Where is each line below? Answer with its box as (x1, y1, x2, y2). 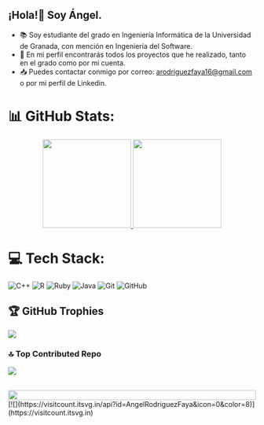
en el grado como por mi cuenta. (19, 57, 126, 68)
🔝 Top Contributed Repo (8, 349, 102, 360)
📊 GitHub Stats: (8, 108, 115, 125)
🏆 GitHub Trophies (8, 305, 104, 318)
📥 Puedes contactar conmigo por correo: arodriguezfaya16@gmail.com (19, 67, 253, 76)
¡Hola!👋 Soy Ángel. (8, 9, 102, 22)
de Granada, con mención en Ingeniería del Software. (19, 41, 192, 50)
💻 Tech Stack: (8, 249, 105, 267)
